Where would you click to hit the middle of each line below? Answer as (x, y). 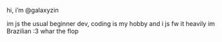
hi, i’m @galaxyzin (33, 10)
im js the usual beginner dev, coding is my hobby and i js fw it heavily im (111, 23)
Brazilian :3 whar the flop (43, 31)
